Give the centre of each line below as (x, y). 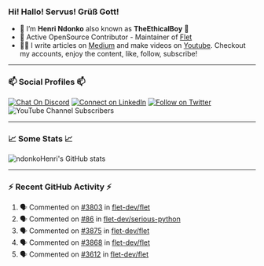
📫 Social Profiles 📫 (47, 82)
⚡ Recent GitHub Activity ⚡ (60, 187)
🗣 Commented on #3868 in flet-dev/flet (85, 242)
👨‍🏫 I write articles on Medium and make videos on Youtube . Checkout (132, 46)
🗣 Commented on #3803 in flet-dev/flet (85, 207)
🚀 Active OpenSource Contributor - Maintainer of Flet (106, 37)
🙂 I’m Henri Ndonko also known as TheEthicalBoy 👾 (104, 29)
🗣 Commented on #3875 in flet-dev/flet (84, 231)
